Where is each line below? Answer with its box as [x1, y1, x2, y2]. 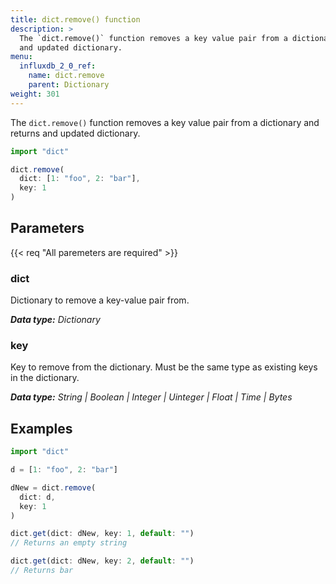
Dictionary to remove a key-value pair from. [10, 294, 190, 306]
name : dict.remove [28, 71, 105, 81]
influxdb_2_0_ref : [19, 61, 97, 71]
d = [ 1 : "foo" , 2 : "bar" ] [10, 465, 118, 475]
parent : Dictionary [28, 80, 110, 90]
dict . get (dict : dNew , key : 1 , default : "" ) [10, 529, 195, 539]
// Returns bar [10, 566, 74, 576]
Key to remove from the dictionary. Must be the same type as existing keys [10, 361, 318, 373]
